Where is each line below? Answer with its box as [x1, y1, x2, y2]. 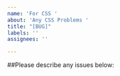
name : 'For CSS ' [7, 10, 58, 17]
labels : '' [7, 29, 39, 37]
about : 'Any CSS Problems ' [7, 17, 89, 23]
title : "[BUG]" [7, 23, 52, 30]
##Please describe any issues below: [7, 61, 114, 69]
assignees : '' [7, 36, 49, 43]
